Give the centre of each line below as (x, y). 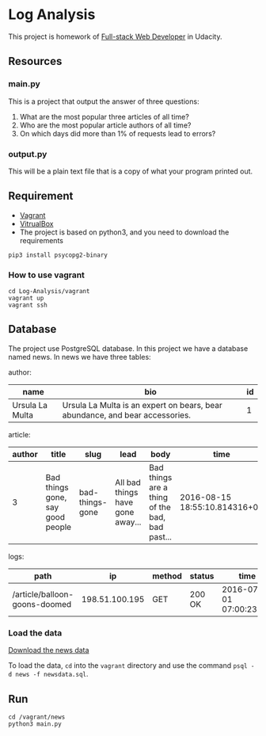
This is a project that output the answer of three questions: (104, 101)
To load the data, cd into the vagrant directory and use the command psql (128, 665)
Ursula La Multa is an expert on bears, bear (142, 405)
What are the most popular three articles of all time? (104, 116)
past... (161, 536)
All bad (127, 482)
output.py (28, 154)
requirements (41, 240)
